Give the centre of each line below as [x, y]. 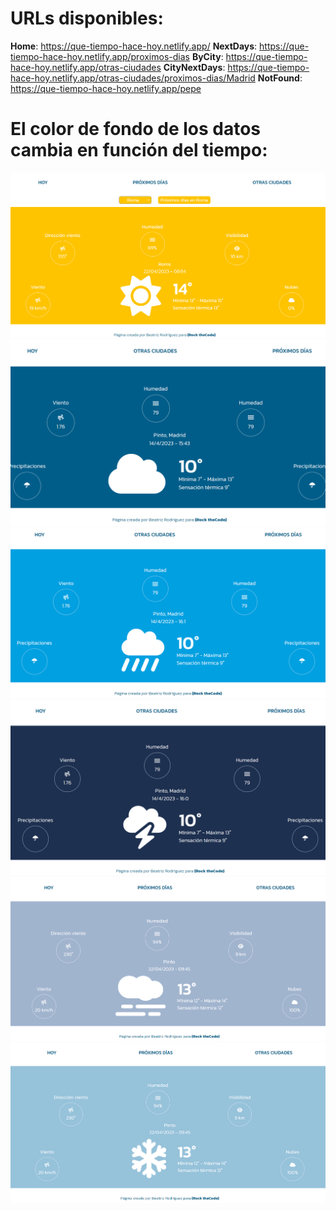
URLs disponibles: [87, 18]
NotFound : [280, 78]
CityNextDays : [194, 67]
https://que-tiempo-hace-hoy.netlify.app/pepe [106, 88]
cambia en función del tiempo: [139, 150]
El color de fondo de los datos [135, 129]
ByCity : [207, 56]
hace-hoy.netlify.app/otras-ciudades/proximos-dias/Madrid [133, 78]
